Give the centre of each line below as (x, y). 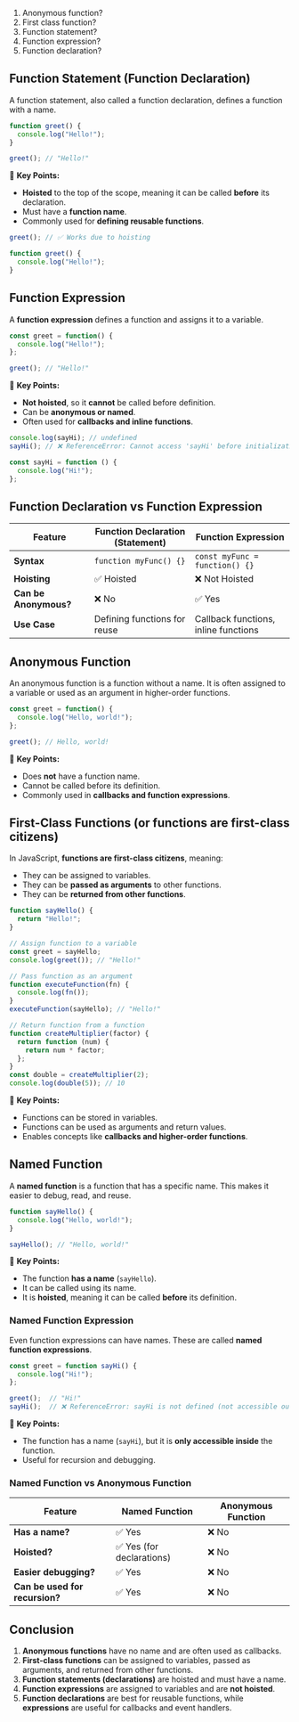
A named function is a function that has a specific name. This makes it (139, 1186)
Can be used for (48, 1587)
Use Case (35, 624)
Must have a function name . (74, 212)
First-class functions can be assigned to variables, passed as (136, 1661)
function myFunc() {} (140, 561)
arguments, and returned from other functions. (108, 1670)
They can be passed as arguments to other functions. (122, 885)
